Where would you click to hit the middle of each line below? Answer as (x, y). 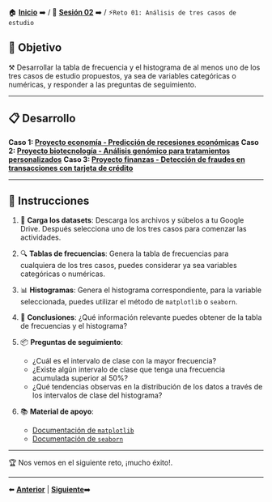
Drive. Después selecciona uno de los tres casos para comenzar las (133, 229)
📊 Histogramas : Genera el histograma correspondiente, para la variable (140, 290)
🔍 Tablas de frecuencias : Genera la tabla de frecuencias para (124, 253)
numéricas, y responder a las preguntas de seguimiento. (102, 84)
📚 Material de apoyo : (57, 411)
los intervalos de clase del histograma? (97, 395)
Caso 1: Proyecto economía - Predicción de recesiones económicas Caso (134, 142)
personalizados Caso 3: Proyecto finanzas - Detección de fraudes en (127, 159)
